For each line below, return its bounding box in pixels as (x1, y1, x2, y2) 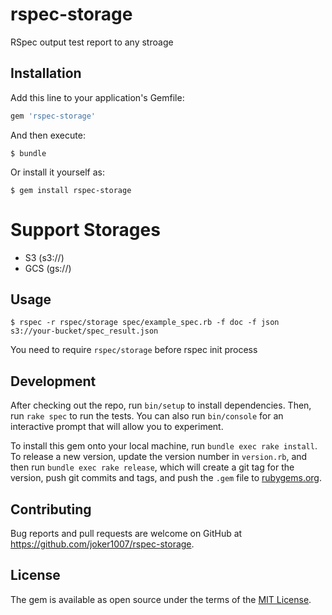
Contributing (10, 501, 92, 518)
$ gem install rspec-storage (10, 185, 132, 195)
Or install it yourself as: (10, 166, 105, 178)
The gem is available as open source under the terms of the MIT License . (10, 593, 312, 605)
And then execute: (10, 129, 86, 141)
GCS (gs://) (24, 262, 72, 274)
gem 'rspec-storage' (10, 111, 97, 121)
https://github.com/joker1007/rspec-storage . (10, 538, 195, 550)
